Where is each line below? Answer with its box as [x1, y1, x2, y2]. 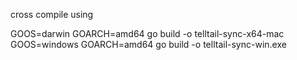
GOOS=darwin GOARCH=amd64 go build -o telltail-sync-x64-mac [10, 28, 285, 39]
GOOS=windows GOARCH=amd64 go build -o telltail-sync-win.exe [10, 39, 287, 50]
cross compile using [10, 9, 94, 20]
